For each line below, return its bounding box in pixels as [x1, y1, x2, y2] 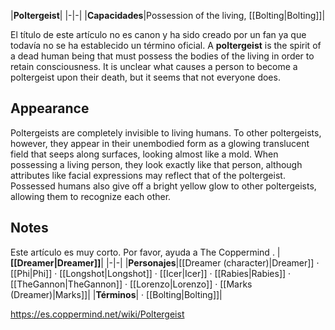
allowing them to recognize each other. [10, 190, 172, 202]
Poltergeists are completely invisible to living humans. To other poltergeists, [10, 126, 322, 139]
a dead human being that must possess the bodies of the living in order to [10, 50, 315, 62]
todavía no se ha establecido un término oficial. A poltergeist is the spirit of [10, 40, 322, 51]
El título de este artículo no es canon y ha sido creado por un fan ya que [10, 29, 307, 40]
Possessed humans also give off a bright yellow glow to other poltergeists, [10, 180, 317, 192]
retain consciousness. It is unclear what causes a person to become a [10, 61, 298, 72]
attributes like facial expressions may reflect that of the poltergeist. [10, 169, 286, 181]
